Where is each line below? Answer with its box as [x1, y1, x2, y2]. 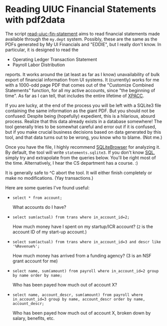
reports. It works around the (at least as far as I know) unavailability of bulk [5, 71, 160, 77]
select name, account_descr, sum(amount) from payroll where [12, 292, 143, 297]
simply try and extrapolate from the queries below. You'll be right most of [5, 154, 156, 161]
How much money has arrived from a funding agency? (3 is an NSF [12, 252, 151, 258]
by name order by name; [12, 273, 63, 278]
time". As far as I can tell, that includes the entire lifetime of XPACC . [5, 93, 144, 99]
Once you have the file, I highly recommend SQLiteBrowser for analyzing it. [5, 144, 160, 150]
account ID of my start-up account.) [12, 229, 87, 235]
